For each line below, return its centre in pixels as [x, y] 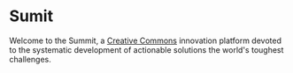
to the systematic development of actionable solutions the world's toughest [146, 49]
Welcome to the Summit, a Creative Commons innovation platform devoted [145, 40]
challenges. [30, 59]
